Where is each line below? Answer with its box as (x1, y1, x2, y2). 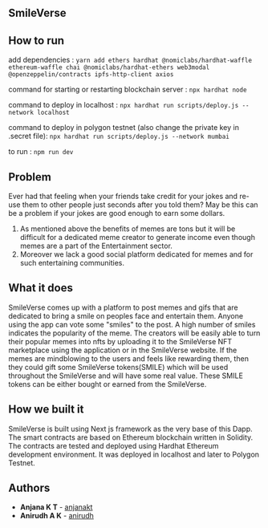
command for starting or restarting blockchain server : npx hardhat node (8, 84, 247, 95)
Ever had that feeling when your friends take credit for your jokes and (8, 192, 238, 201)
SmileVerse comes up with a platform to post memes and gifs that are (8, 303, 238, 312)
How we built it (8, 403, 84, 416)
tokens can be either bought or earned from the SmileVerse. (8, 379, 207, 388)
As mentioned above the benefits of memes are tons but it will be (19, 224, 236, 234)
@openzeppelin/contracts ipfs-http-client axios (8, 71, 174, 79)
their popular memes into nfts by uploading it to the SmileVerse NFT (8, 336, 233, 346)
